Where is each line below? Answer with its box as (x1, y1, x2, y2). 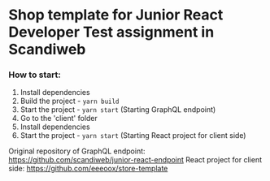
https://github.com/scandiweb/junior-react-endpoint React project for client (8, 155, 263, 165)
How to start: (8, 69, 61, 80)
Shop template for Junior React (8, 6, 224, 24)
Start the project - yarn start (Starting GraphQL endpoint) (20, 105, 216, 114)
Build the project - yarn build (20, 96, 120, 106)
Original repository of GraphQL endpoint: (8, 146, 146, 156)
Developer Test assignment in (8, 23, 215, 41)
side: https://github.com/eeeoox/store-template (8, 164, 168, 174)
